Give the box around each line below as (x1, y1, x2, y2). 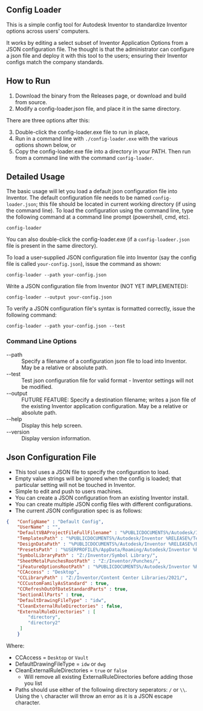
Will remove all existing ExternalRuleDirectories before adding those (24, 673, 193, 680)
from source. (14, 98, 47, 105)
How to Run (6, 76, 51, 87)
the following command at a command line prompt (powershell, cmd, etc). (6, 213, 190, 220)
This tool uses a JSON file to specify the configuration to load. (14, 468, 170, 475)
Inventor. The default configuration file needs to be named (6, 194, 152, 202)
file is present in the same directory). (6, 242, 98, 250)
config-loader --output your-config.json (6, 294, 112, 300)
